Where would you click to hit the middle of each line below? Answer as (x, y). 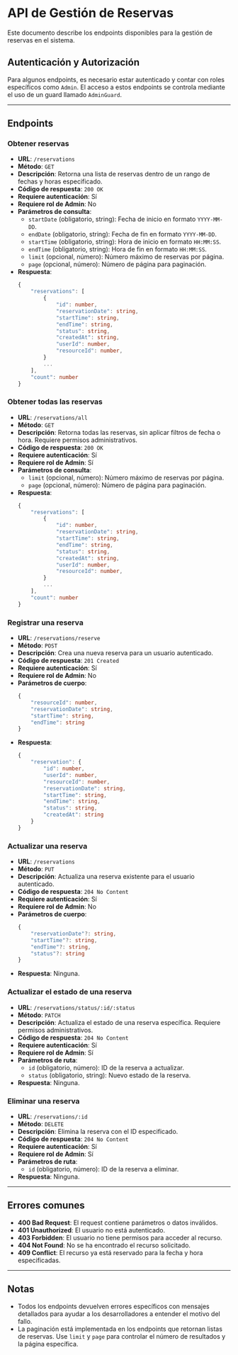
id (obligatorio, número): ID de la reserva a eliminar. (103, 1169)
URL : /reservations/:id (52, 1116)
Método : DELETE (41, 1123)
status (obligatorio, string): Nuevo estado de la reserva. (109, 1075)
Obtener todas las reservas (55, 402)
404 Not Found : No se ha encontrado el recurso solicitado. (104, 1245)
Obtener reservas (38, 144)
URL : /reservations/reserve (59, 638)
